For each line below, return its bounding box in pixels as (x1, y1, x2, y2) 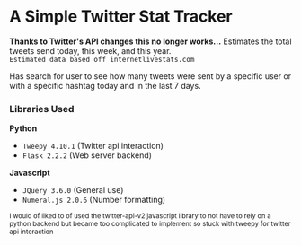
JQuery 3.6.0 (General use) (22, 185, 124, 196)
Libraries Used (9, 102, 75, 115)
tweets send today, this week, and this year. (9, 45, 172, 56)
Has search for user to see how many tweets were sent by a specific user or (9, 70, 292, 82)
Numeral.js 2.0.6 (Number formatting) (22, 195, 166, 206)
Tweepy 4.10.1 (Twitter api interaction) (22, 141, 164, 152)
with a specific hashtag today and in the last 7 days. (9, 80, 201, 91)
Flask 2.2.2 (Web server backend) (22, 150, 153, 161)
